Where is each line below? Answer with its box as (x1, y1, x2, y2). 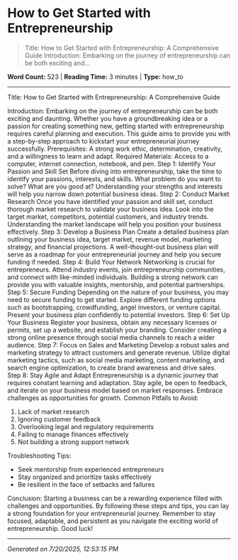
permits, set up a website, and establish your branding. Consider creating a (7, 325, 227, 334)
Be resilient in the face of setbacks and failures (17, 480, 155, 488)
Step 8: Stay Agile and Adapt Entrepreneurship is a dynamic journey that (7, 371, 219, 379)
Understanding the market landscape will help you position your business (7, 220, 222, 228)
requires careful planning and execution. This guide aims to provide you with (7, 129, 231, 138)
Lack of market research (17, 407, 90, 416)
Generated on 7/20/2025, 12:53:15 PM (7, 544, 119, 553)
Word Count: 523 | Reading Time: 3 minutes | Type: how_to (7, 72, 184, 81)
